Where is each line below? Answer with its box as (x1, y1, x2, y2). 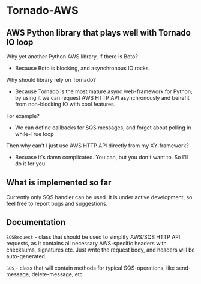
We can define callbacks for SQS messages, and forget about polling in (14, 124, 191, 131)
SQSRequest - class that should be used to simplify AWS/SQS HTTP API (6, 233, 181, 241)
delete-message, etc (31, 270, 83, 277)
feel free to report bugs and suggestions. (6, 200, 108, 207)
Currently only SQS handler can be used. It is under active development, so (6, 193, 193, 200)
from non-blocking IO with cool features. (14, 100, 116, 108)
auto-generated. (6, 252, 47, 259)
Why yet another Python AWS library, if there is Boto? (6, 53, 138, 60)
